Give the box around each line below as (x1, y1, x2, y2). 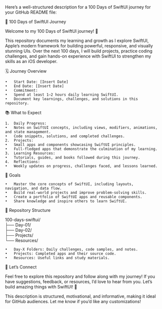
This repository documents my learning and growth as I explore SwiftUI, (5, 38, 149, 43)
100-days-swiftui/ (5, 217, 40, 223)
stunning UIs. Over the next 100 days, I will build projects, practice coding (5, 48, 153, 54)
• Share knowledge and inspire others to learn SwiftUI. (5, 199, 127, 204)
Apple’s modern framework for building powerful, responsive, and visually (5, 43, 153, 48)
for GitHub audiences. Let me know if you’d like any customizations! (5, 299, 141, 304)
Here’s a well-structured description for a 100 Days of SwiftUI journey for (5, 4, 151, 10)
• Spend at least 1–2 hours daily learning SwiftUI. (5, 92, 119, 97)
